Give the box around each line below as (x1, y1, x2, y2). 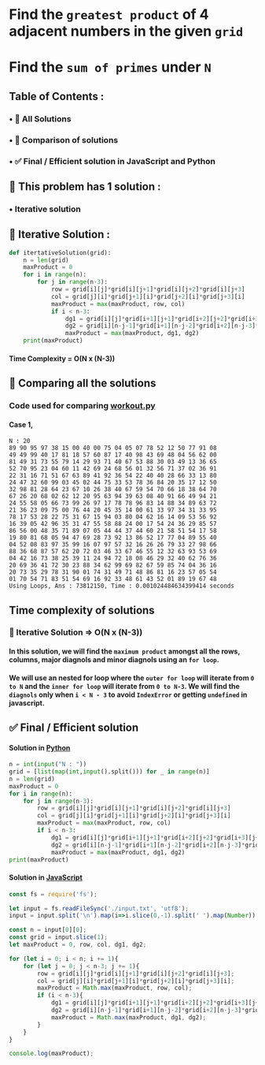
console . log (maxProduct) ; (9, 1050, 94, 1058)
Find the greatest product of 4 (9, 6, 209, 24)
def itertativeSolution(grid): (9, 248, 112, 257)
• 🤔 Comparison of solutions (9, 134, 119, 145)
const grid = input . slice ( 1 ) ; (9, 933, 109, 941)
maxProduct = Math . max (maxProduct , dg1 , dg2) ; (50, 1013, 207, 1022)
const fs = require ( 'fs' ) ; (9, 890, 98, 898)
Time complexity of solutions (9, 603, 156, 616)
